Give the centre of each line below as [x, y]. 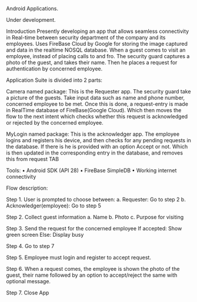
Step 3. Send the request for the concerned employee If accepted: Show [94, 228]
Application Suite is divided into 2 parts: [54, 80]
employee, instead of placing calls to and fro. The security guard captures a [98, 56]
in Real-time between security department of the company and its [86, 37]
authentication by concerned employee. [54, 69]
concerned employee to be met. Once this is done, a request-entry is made [97, 104]
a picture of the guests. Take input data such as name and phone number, [96, 98]
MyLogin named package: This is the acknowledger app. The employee [93, 134]
